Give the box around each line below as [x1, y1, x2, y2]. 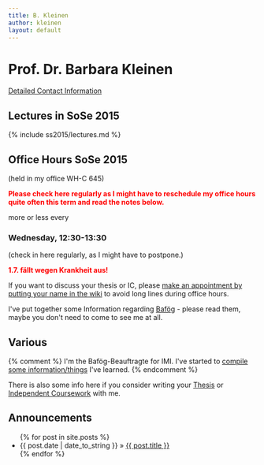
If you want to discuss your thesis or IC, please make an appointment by [8, 281, 243, 290]
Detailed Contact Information [8, 86, 102, 95]
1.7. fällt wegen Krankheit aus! [8, 266, 109, 275]
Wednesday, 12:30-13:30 [8, 232, 107, 243]
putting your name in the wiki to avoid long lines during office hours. [8, 289, 229, 299]
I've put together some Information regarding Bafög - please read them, [8, 304, 241, 314]
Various [8, 336, 47, 349]
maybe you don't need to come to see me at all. [8, 313, 163, 322]
